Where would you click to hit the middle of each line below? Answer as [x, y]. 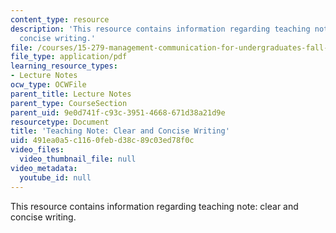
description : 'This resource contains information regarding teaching [160, 29]
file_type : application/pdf [69, 57]
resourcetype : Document [60, 122]
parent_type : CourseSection [69, 103]
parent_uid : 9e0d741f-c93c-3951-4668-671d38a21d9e [118, 112]
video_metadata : [44, 168]
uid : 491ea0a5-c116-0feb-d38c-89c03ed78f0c [102, 141]
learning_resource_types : [64, 66]
